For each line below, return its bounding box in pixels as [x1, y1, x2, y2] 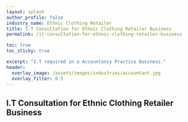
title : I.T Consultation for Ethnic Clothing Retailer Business [6, 25, 172, 32]
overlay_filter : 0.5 [11, 75, 63, 82]
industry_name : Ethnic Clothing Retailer [6, 20, 112, 26]
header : [6, 64, 26, 70]
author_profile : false [6, 14, 63, 21]
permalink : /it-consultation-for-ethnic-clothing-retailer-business [6, 31, 183, 37]
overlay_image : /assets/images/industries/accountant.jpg [11, 70, 161, 76]
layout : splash [6, 8, 45, 15]
